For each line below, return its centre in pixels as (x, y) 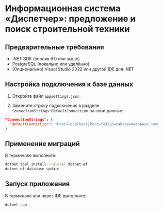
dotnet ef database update (32, 169)
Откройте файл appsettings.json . (46, 96)
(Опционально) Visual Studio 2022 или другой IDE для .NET (73, 69)
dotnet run (16, 205)
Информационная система (63, 9)
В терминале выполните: (31, 156)
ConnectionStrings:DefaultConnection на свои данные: (68, 110)
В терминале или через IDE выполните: (46, 195)
